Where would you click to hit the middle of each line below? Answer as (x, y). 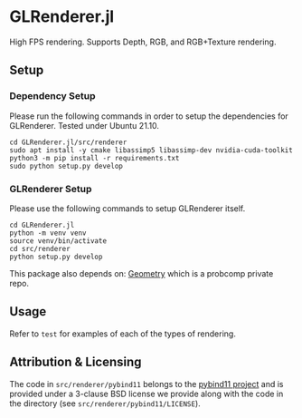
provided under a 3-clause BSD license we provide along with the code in (146, 394)
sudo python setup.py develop (66, 166)
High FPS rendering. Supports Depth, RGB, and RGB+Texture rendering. (143, 42)
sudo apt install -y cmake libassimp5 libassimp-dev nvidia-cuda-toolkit (151, 150)
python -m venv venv (48, 233)
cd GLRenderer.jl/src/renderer (68, 142)
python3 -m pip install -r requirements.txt (94, 158)
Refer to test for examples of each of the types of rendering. (123, 334)
